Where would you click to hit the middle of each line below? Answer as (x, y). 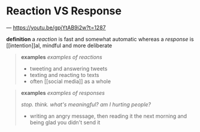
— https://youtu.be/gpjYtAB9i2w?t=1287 (56, 27)
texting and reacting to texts (64, 75)
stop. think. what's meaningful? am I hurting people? (86, 104)
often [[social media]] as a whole (70, 81)
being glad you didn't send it (65, 122)
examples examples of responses (63, 93)
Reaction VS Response (64, 11)
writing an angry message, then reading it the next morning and (108, 116)
